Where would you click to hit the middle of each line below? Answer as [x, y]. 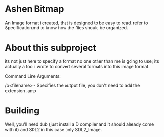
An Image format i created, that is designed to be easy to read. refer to [77, 23]
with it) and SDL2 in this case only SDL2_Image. [54, 129]
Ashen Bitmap [34, 9]
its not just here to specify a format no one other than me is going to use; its [82, 61]
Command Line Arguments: [33, 76]
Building [22, 111]
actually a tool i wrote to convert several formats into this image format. [78, 66]
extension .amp [21, 91]
